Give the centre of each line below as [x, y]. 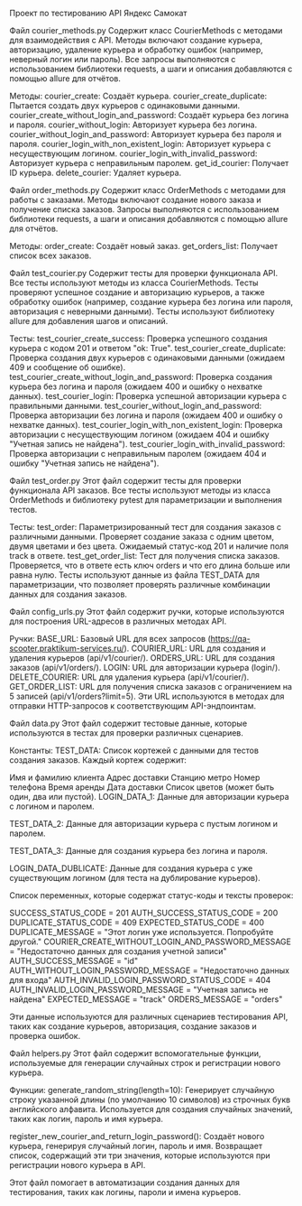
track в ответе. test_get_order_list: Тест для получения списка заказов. [145, 556]
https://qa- [230, 639]
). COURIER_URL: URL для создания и [195, 648]
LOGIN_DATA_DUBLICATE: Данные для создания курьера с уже [131, 868]
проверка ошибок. [45, 1036]
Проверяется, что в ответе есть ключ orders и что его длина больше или [150, 565]
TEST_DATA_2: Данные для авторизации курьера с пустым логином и [143, 824]
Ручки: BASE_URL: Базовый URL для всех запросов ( [110, 639]
